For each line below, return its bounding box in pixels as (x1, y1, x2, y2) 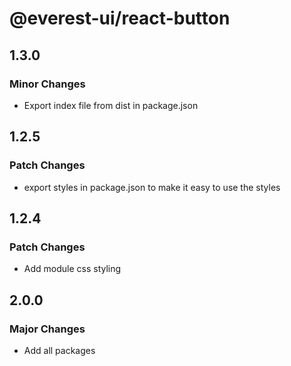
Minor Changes (9, 77, 86, 91)
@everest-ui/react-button (9, 7, 231, 30)
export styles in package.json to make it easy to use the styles (23, 181, 281, 193)
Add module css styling (23, 263, 122, 275)
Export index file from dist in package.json (23, 99, 199, 111)
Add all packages (23, 344, 96, 356)
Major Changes (9, 322, 86, 336)
